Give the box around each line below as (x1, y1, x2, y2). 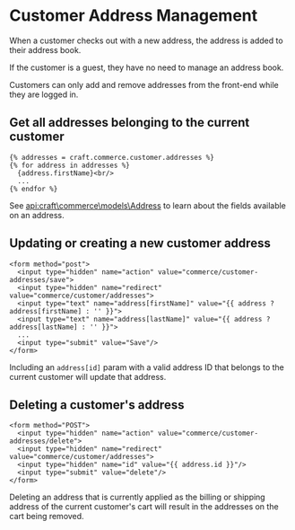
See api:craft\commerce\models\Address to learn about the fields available (9, 199, 287, 211)
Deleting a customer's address (9, 397, 185, 412)
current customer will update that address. (9, 371, 167, 382)
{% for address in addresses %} (9, 161, 130, 170)
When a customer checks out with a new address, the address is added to (9, 35, 284, 46)
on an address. (9, 209, 65, 220)
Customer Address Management (9, 5, 258, 26)
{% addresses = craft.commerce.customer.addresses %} (9, 153, 215, 162)
